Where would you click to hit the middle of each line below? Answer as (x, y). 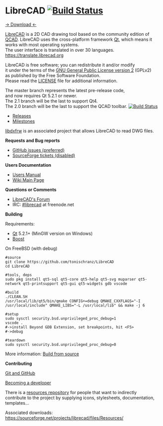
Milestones (24, 121)
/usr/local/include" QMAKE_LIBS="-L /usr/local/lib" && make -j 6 (75, 305)
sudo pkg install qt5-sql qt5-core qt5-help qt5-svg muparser (71, 279)
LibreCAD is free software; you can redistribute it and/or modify (70, 65)
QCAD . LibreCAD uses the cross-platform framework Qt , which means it (79, 39)
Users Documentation (28, 165)
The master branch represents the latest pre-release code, (65, 90)
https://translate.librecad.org (34, 55)
